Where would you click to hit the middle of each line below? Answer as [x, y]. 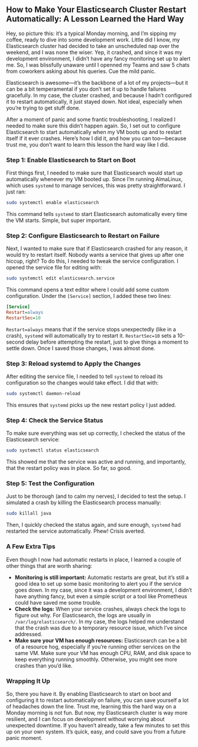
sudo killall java [29, 514]
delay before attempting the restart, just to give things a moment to [107, 342]
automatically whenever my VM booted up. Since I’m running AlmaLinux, [95, 179]
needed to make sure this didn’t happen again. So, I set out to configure [93, 125]
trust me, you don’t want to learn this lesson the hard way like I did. [88, 144]
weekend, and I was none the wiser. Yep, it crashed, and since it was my [94, 52]
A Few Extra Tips [31, 546]
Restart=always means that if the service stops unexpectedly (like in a [91, 329]
